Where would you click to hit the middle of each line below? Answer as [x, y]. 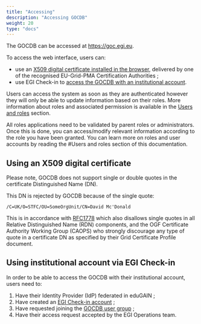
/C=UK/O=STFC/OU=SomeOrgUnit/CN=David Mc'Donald [69, 207]
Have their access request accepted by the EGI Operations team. [96, 314]
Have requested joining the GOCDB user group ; [75, 308]
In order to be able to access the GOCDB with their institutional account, [96, 277]
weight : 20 [20, 23]
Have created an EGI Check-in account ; [65, 302]
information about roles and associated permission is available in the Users [100, 107]
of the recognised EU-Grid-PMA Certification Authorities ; [87, 76]
